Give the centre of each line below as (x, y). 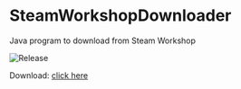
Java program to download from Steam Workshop (103, 40)
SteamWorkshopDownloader (120, 16)
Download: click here (49, 75)
